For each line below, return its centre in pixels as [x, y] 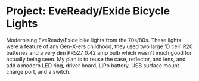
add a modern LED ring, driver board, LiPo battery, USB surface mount [93, 65]
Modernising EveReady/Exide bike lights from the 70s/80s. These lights [94, 40]
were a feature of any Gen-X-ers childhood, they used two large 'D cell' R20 [99, 46]
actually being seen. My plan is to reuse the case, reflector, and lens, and [96, 59]
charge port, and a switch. [38, 71]
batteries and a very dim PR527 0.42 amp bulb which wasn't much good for [99, 52]
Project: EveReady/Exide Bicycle [88, 11]
